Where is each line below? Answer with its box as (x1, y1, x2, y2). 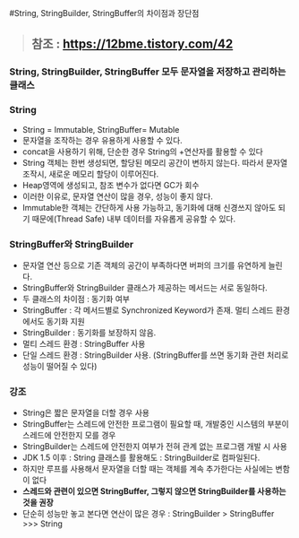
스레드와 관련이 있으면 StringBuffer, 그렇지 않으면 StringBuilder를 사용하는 (21, 486, 286, 497)
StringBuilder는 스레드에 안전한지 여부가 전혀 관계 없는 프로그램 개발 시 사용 (21, 441, 288, 452)
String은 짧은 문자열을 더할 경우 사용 (21, 407, 150, 419)
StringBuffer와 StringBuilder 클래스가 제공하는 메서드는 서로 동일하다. (21, 282, 269, 293)
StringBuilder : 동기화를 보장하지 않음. (21, 326, 157, 338)
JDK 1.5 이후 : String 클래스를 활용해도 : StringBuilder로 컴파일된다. (21, 452, 261, 464)
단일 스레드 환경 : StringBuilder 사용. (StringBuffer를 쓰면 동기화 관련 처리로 (21, 349, 289, 360)
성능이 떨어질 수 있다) (21, 360, 98, 371)
